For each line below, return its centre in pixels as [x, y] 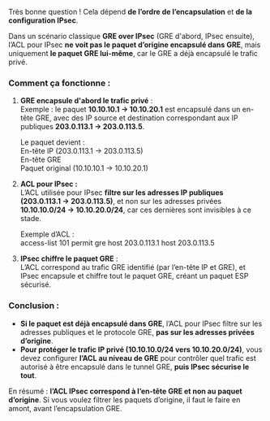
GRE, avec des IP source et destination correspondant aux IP [137, 118]
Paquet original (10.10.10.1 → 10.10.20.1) [84, 168]
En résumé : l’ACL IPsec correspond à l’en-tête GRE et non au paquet [125, 391]
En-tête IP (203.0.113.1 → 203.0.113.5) [81, 151]
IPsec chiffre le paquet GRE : [69, 258]
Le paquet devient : [52, 142]
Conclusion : [34, 306]
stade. [31, 219]
